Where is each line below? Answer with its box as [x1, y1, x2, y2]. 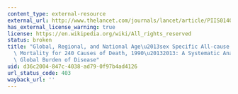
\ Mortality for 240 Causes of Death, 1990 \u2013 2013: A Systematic [13, 50, 220, 57]
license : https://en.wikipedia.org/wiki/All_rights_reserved [7, 30, 192, 37]
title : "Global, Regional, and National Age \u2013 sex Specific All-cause [7, 43, 230, 50]
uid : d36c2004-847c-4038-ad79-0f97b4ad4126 [7, 63, 138, 70]
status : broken [7, 37, 52, 44]
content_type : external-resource [7, 10, 106, 18]
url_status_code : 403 [7, 69, 72, 76]
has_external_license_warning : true [7, 23, 115, 30]
